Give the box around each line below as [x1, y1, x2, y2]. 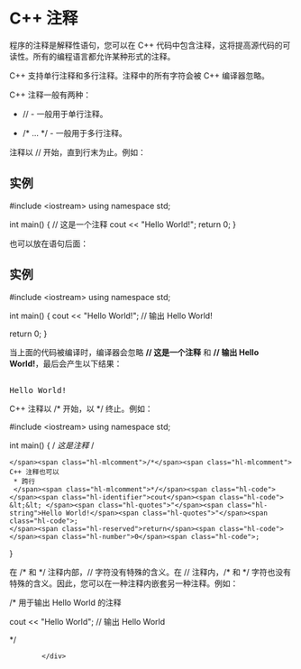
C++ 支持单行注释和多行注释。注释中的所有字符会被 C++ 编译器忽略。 [9, 69, 270, 81]
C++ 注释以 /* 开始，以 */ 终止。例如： [9, 403, 153, 414]
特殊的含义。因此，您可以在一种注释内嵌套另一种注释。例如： [9, 578, 239, 589]
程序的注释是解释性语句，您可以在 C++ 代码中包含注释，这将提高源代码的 [9, 40, 283, 50]
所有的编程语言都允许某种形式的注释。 [32, 50, 176, 61]
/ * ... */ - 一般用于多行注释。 [22, 127, 128, 138]
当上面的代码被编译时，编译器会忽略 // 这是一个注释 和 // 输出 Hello [9, 346, 260, 357]
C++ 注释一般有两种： [9, 89, 92, 100]
